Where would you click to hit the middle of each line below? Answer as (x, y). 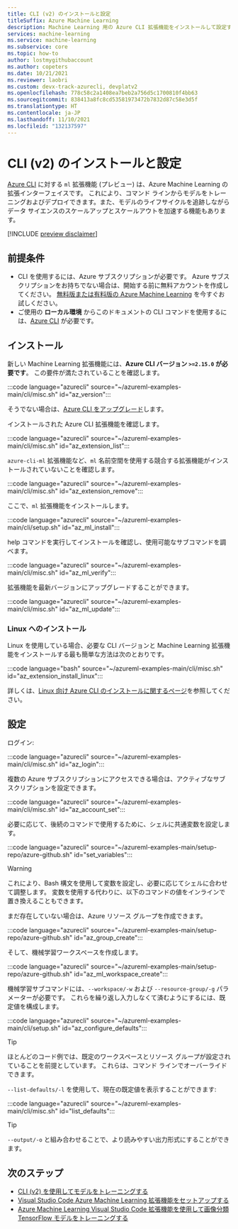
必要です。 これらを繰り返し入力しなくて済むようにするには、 (129, 998)
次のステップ (35, 1173)
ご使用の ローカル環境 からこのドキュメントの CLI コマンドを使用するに (122, 312)
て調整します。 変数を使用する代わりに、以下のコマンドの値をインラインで (117, 892)
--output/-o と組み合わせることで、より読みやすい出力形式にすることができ (119, 1140)
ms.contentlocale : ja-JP (44, 113)
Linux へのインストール (47, 629)
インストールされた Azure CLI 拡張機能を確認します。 (85, 424)
